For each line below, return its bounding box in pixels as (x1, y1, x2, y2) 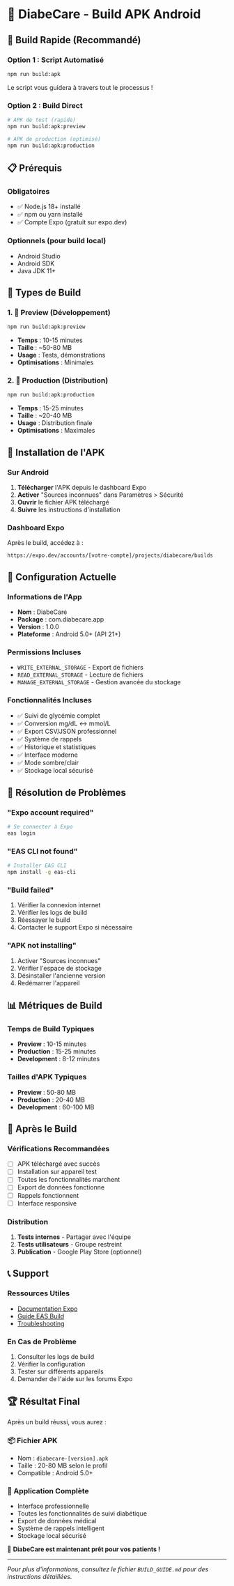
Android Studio (17, 252, 61, 260)
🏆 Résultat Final (7, 1396, 80, 1408)
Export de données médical (17, 1517, 97, 1525)
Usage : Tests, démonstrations (17, 351, 106, 360)
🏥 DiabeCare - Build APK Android (7, 6, 201, 22)
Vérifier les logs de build (17, 909, 88, 917)
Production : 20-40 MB (17, 1095, 86, 1104)
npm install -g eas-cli (7, 869, 77, 876)
